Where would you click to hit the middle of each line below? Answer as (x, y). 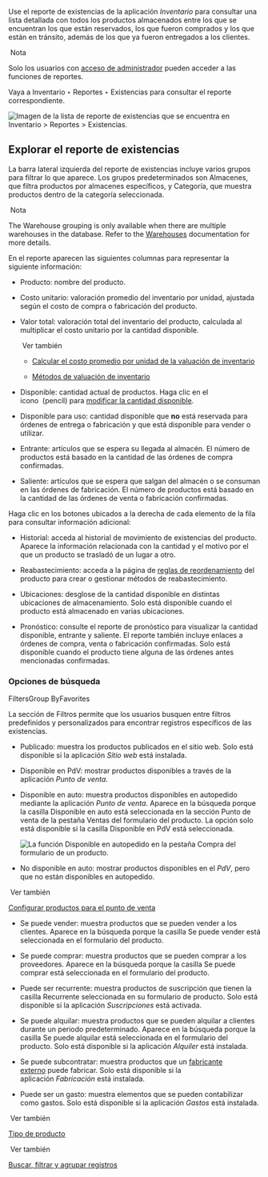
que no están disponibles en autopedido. (87, 877)
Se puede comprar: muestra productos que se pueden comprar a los (133, 956)
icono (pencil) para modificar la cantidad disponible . (107, 400)
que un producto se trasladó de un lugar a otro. (98, 554)
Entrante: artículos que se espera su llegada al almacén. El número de (135, 448)
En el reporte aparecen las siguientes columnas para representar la (119, 258)
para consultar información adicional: (70, 522)
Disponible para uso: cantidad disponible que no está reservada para (134, 416)
